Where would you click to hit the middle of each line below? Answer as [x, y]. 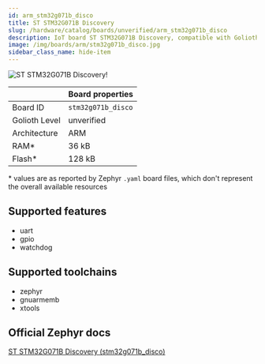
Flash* [25, 159]
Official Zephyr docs [60, 333]
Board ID [28, 107]
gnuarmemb [39, 299]
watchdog [36, 247]
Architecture [35, 133]
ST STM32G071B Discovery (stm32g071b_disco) [87, 351]
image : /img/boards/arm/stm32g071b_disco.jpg [84, 45]
